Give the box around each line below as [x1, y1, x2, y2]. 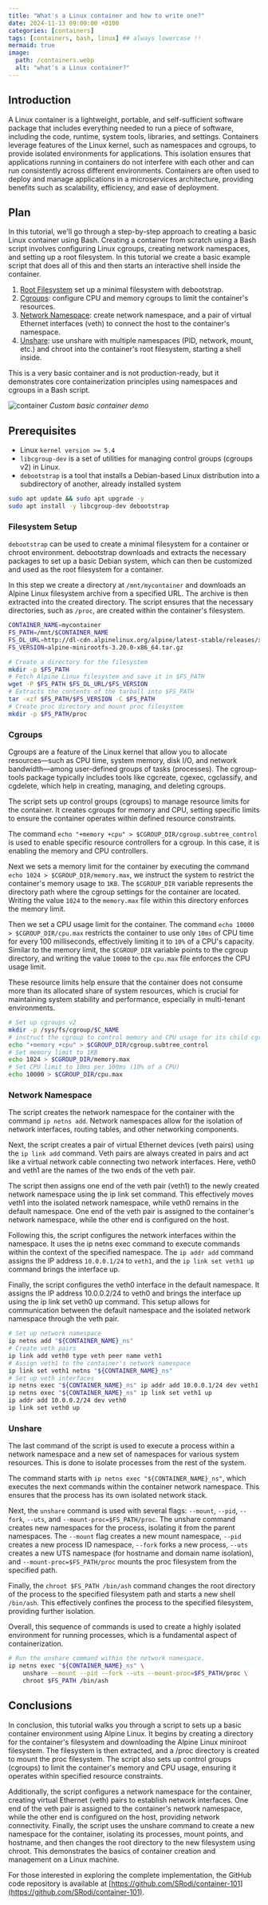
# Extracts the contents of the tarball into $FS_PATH [8, 688, 195, 696]
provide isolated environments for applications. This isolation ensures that [8, 149, 251, 158]
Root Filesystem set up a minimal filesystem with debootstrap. [19, 285, 224, 294]
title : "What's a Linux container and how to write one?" [8, 11, 205, 20]
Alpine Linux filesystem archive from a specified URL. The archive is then [8, 589, 249, 598]
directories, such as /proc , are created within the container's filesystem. [8, 605, 246, 616]
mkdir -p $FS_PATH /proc [8, 709, 88, 718]
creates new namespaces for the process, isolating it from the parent [8, 1523, 235, 1532]
